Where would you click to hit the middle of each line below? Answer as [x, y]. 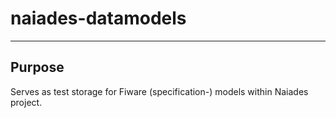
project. [26, 102]
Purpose [37, 67]
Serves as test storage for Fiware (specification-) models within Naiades [159, 91]
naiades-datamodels [98, 18]
